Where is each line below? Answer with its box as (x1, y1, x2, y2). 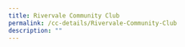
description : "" (8, 26, 62, 34)
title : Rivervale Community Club (8, 11, 120, 20)
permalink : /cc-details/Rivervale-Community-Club (8, 19, 178, 27)
